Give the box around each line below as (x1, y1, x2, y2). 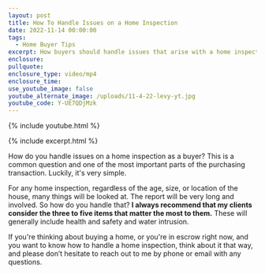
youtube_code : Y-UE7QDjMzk (8, 99, 97, 107)
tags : (8, 33, 26, 42)
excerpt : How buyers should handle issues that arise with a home (8, 48, 231, 56)
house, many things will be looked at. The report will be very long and (8, 192, 234, 202)
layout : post (8, 11, 51, 20)
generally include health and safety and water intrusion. (8, 217, 189, 227)
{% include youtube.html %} (8, 121, 100, 131)
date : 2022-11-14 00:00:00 (8, 26, 97, 34)
